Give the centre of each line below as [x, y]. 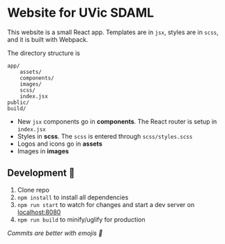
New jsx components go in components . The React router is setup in [117, 121]
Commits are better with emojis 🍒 [55, 233]
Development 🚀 [41, 173]
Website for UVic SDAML [81, 13]
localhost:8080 [39, 212]
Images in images [43, 151]
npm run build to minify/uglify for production [81, 219]
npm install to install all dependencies [73, 197]
